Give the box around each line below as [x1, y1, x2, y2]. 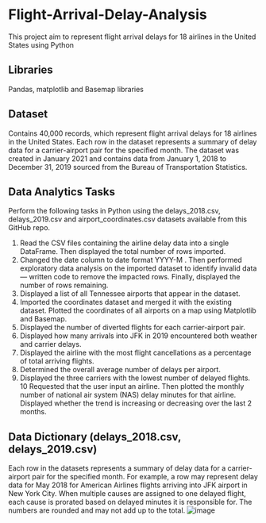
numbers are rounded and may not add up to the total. [8, 506, 186, 515]
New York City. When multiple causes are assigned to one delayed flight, [8, 489, 246, 498]
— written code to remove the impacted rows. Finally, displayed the [19, 272, 241, 282]
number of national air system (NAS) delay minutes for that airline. [19, 390, 237, 400]
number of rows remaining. [19, 280, 109, 290]
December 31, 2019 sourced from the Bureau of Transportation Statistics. [8, 162, 248, 171]
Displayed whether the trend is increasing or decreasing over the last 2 [19, 398, 253, 408]
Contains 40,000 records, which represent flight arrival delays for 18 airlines [8, 129, 257, 138]
